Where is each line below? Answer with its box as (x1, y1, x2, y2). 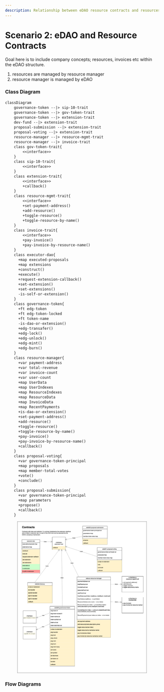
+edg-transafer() (18, 326, 54, 331)
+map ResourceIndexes (18, 390, 62, 395)
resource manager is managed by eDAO (12, 76, 93, 82)
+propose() (18, 503, 41, 507)
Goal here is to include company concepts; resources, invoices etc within (5, 56, 152, 62)
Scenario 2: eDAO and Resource (5, 29, 138, 41)
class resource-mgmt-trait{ (14, 193, 71, 198)
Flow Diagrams (5, 680, 41, 687)
